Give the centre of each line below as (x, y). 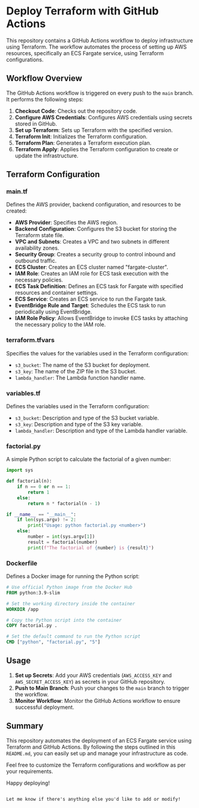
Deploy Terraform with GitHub (82, 11)
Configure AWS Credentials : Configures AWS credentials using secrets (104, 117)
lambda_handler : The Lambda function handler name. (80, 378)
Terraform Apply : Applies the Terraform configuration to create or (97, 149)
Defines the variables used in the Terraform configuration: (78, 406)
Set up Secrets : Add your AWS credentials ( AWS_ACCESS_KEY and (93, 675)
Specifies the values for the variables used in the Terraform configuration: (97, 353)
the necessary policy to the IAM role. (60, 325)
